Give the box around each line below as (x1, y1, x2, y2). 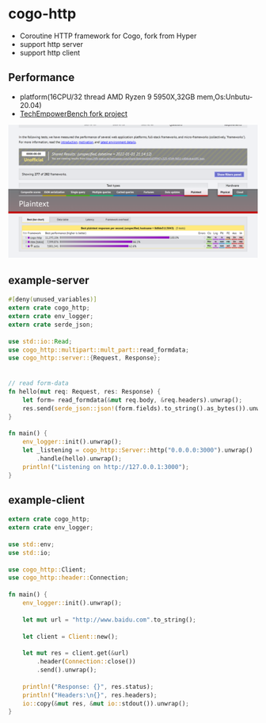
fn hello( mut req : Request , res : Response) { (8, 387, 161, 395)
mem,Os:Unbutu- (196, 92, 253, 102)
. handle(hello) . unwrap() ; (36, 454, 123, 463)
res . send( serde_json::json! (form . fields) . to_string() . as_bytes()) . (22, 404, 249, 413)
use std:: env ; (8, 540, 55, 548)
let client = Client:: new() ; (22, 633, 119, 640)
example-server (8, 273, 89, 287)
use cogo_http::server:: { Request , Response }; (8, 354, 161, 362)
